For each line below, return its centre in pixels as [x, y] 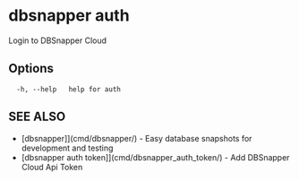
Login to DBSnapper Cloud [58, 40]
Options [31, 69]
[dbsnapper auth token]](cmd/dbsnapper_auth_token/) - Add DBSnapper [155, 157]
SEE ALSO [37, 117]
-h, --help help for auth [69, 89]
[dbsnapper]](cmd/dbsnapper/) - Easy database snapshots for [137, 138]
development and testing [67, 148]
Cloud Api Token [52, 167]
